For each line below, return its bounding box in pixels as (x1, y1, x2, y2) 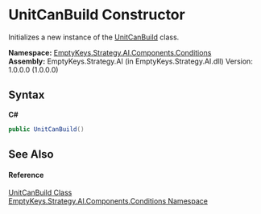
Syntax (8, 88, 45, 102)
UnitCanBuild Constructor (8, 6, 185, 24)
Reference (8, 170, 44, 179)
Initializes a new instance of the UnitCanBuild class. (8, 32, 180, 42)
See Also (8, 147, 54, 162)
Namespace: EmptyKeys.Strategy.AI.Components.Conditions (8, 47, 212, 57)
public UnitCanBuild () (8, 125, 85, 134)
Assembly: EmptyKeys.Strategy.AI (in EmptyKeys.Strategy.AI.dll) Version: (8, 56, 254, 66)
